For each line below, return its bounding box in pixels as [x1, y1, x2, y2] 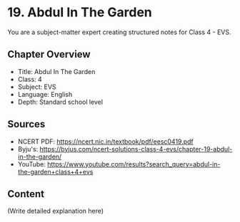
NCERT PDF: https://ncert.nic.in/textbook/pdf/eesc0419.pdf [17, 137, 194, 146]
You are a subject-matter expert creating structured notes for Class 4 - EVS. [7, 28, 231, 36]
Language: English [17, 90, 73, 98]
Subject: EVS [17, 83, 56, 91]
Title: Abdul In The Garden [17, 67, 96, 75]
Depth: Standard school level [17, 97, 104, 106]
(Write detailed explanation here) [7, 207, 104, 216]
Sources [7, 118, 46, 130]
